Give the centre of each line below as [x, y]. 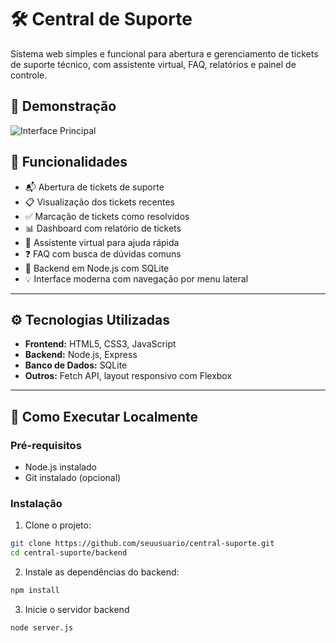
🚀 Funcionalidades [69, 162]
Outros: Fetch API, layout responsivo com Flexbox [128, 376]
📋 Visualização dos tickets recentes [99, 202]
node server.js [42, 627]
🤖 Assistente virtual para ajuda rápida [102, 242]
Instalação [36, 503]
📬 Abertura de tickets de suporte [94, 187]
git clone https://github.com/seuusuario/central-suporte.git [142, 544]
